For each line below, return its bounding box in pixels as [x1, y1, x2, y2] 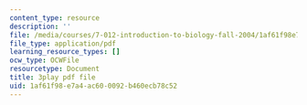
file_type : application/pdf [9, 38, 117, 48]
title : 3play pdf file [9, 73, 96, 82]
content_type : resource [9, 13, 101, 23]
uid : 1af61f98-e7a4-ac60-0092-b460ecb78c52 [9, 81, 178, 90]
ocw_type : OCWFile [9, 56, 79, 65]
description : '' [9, 22, 71, 31]
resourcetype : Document [9, 65, 101, 74]
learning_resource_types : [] [9, 47, 121, 57]
